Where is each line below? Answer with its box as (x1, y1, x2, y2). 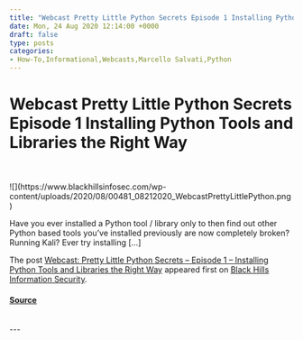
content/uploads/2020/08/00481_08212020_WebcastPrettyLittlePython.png (9, 190, 291, 201)
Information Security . (9, 273, 87, 284)
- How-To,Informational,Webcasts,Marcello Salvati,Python (9, 55, 232, 64)
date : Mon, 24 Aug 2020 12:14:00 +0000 (9, 22, 160, 31)
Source (9, 294, 38, 305)
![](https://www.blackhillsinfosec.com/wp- (9, 181, 167, 192)
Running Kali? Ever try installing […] (9, 236, 142, 248)
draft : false (9, 30, 59, 39)
